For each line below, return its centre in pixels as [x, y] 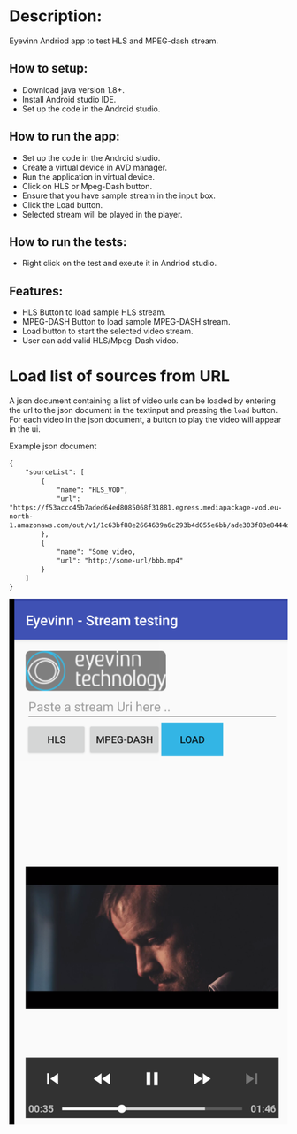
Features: [36, 291]
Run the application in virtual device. [88, 176]
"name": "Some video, [96, 552]
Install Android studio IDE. [69, 99]
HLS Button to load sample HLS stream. [94, 312]
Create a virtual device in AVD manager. [95, 167]
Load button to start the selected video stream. [107, 331]
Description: [56, 16]
